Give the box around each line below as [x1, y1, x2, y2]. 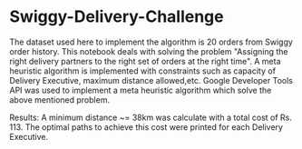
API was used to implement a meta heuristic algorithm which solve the [9, 84, 272, 95]
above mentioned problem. [9, 94, 111, 105]
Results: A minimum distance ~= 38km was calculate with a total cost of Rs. [9, 112, 293, 123]
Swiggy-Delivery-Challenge [9, 6, 224, 27]
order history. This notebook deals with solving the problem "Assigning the [9, 45, 288, 56]
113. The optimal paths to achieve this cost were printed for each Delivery [9, 121, 284, 133]
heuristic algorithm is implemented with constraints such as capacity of [9, 65, 277, 76]
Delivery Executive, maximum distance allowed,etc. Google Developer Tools [9, 74, 293, 85]
